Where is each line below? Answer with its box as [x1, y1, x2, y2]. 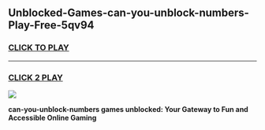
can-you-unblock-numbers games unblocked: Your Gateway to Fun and [8, 104, 248, 113]
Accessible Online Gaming [8, 113, 97, 122]
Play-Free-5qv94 [8, 19, 95, 32]
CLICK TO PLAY [8, 43, 69, 54]
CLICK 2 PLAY [8, 72, 63, 83]
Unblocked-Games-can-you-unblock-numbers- [8, 6, 250, 20]
